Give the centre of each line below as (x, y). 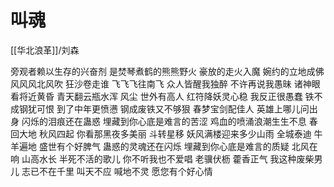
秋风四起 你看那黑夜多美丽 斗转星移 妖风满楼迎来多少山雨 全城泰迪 (175, 133)
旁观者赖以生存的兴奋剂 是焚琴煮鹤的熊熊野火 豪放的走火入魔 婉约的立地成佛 (167, 71)
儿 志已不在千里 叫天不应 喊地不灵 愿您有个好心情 (111, 171)
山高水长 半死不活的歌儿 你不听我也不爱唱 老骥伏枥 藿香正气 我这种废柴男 (172, 158)
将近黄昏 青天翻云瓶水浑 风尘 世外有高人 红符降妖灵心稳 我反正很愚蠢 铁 (166, 96)
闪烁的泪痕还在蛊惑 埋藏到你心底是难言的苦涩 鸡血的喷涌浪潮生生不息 (164, 121)
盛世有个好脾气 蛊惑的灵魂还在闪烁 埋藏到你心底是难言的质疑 (164, 146)
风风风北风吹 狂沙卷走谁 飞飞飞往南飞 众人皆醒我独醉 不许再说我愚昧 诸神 (161, 83)
